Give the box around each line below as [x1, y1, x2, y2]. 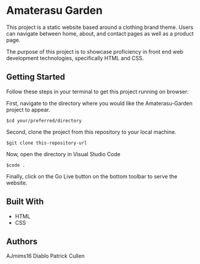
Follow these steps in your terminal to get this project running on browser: [6, 88, 189, 95]
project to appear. [6, 106, 50, 113]
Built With [6, 196, 44, 207]
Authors [6, 236, 38, 247]
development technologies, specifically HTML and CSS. [6, 54, 144, 61]
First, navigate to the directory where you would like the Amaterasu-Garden [6, 99, 193, 107]
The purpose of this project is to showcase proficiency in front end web [6, 48, 184, 55]
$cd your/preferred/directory [6, 118, 82, 124]
